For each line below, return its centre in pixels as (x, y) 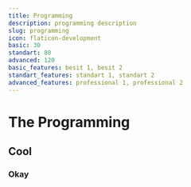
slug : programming (39, 30)
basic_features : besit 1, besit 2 (66, 68)
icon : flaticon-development (55, 38)
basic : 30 (25, 46)
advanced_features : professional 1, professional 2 (95, 82)
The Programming (69, 122)
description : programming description (72, 23)
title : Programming (41, 16)
